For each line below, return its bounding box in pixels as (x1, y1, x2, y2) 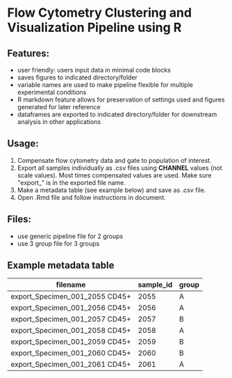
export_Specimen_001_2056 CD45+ (10, 303, 131, 313)
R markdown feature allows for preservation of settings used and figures (17, 95, 225, 104)
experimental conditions (17, 88, 87, 96)
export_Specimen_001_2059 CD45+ (10, 337, 131, 347)
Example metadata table (7, 260, 115, 271)
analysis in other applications (17, 118, 101, 126)
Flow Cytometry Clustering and (7, 5, 192, 21)
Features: (7, 47, 50, 59)
